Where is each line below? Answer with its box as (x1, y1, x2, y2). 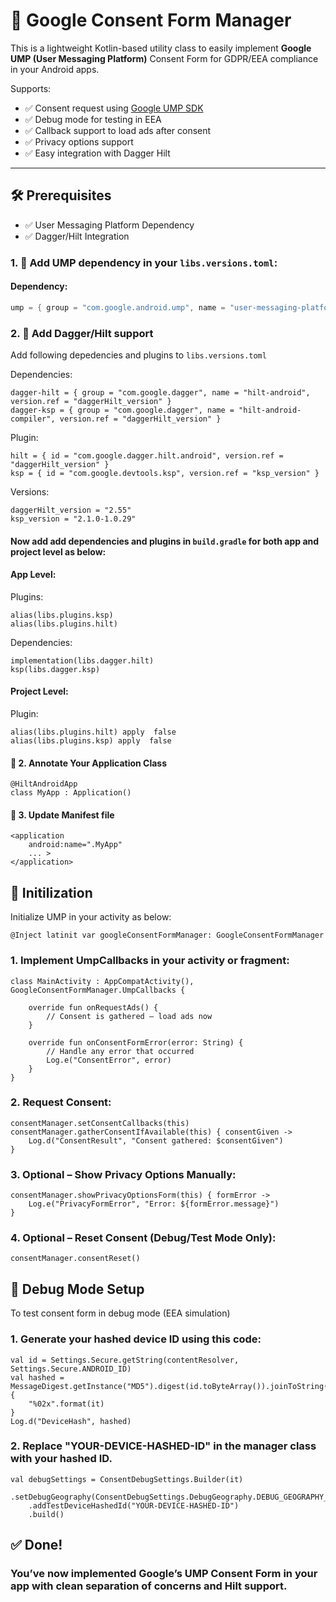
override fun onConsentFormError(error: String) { (28, 1037, 244, 1048)
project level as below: (10, 545, 107, 558)
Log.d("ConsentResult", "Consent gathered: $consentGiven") (28, 1135, 284, 1146)
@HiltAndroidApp (10, 779, 78, 789)
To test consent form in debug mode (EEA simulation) (10, 1307, 231, 1319)
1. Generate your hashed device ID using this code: (10, 1332, 262, 1346)
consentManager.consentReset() (10, 1254, 141, 1264)
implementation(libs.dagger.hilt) (10, 655, 155, 666)
